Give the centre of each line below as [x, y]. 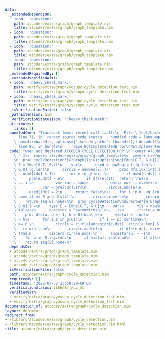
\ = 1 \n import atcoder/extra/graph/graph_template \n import [80, 156]
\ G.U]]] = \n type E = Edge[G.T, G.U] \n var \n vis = [81, 206]
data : [11, 10]
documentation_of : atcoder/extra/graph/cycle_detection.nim [68, 306]
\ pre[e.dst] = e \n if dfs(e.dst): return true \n [81, 179]
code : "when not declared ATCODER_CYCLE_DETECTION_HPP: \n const [78, 151]
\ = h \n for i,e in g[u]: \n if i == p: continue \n [80, 220]
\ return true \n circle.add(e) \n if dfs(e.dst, [81, 229]
